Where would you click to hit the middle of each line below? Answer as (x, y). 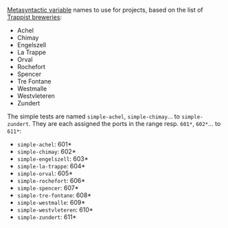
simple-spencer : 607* (48, 188)
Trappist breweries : (35, 17)
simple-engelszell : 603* (53, 159)
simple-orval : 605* (45, 173)
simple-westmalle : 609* (51, 202)
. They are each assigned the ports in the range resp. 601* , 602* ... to (125, 124)
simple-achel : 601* (44, 144)
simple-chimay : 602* (46, 151)
